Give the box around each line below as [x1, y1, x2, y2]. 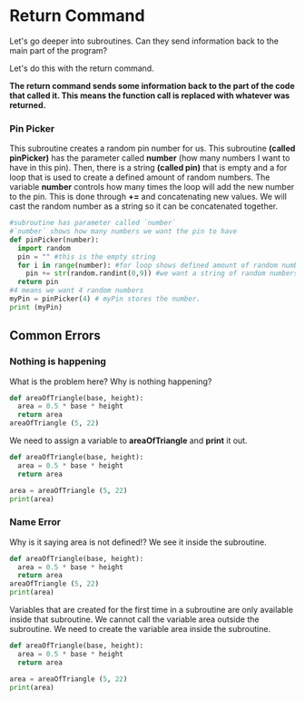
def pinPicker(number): [9, 235, 100, 244]
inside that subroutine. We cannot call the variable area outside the [9, 614, 260, 625]
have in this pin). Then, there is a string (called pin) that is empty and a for [9, 163, 288, 173]
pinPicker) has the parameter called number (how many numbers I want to [9, 153, 290, 163]
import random [17, 243, 71, 252]
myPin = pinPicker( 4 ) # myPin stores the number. [9, 294, 202, 304]
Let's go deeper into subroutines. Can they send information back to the [9, 35, 280, 46]
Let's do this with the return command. [9, 63, 154, 74]
